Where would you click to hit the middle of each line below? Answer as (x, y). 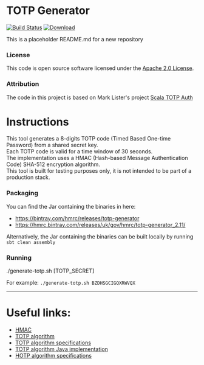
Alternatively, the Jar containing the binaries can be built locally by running (100, 236)
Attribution (23, 84)
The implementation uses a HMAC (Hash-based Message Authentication (97, 158)
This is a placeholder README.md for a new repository (75, 39)
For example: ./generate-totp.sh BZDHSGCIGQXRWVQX (71, 283)
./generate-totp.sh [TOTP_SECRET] (50, 271)
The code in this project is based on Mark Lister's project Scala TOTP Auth (100, 97)
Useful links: (39, 313)
